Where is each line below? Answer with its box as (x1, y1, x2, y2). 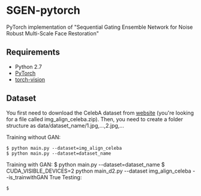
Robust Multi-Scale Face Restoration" (6, 29, 99, 37)
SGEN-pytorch (6, 4, 81, 17)
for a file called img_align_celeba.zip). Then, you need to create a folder (6, 115, 184, 123)
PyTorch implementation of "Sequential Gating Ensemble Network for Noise (6, 23, 193, 31)
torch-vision (14, 76, 46, 83)
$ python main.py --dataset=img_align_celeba (6, 145, 122, 151)
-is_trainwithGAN (6, 173, 49, 180)
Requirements (6, 47, 60, 58)
